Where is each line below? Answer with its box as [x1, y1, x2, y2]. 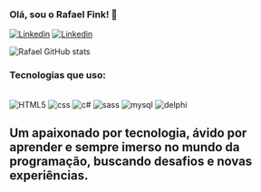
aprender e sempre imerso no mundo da [9, 139, 240, 155]
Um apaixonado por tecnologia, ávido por [9, 125, 247, 140]
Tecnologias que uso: [9, 69, 106, 82]
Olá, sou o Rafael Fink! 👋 [9, 8, 118, 21]
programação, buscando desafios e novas [9, 153, 253, 168]
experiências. [9, 168, 89, 183]
